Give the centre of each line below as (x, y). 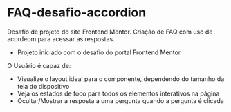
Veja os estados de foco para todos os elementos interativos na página (118, 93)
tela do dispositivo (43, 86)
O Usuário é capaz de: (39, 65)
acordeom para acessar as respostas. (61, 38)
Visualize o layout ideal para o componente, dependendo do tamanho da (121, 79)
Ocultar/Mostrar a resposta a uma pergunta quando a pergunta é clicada (121, 100)
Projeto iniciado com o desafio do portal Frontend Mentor (99, 52)
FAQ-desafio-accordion (77, 13)
